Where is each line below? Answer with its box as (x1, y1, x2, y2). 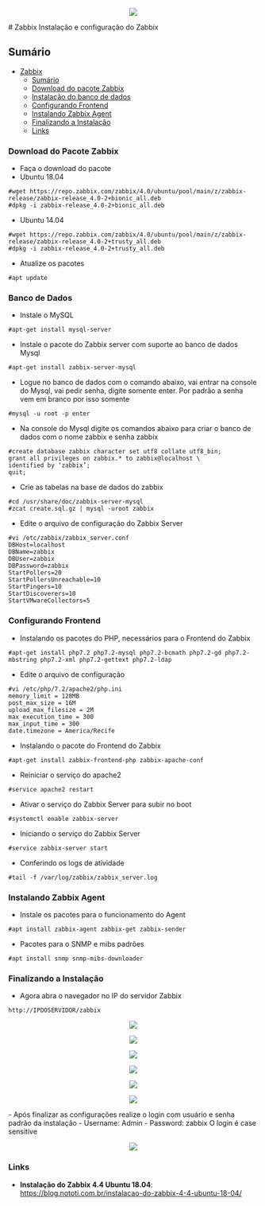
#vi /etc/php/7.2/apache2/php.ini (8, 685, 123, 693)
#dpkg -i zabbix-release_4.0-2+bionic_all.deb (8, 201, 165, 210)
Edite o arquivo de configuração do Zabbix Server (19, 519, 183, 528)
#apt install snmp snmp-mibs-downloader (8, 955, 144, 963)
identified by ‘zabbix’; (8, 461, 90, 469)
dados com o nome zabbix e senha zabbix (19, 432, 159, 442)
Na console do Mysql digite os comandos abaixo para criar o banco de (19, 424, 252, 434)
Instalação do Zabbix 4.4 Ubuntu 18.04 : (19, 1180, 153, 1189)
